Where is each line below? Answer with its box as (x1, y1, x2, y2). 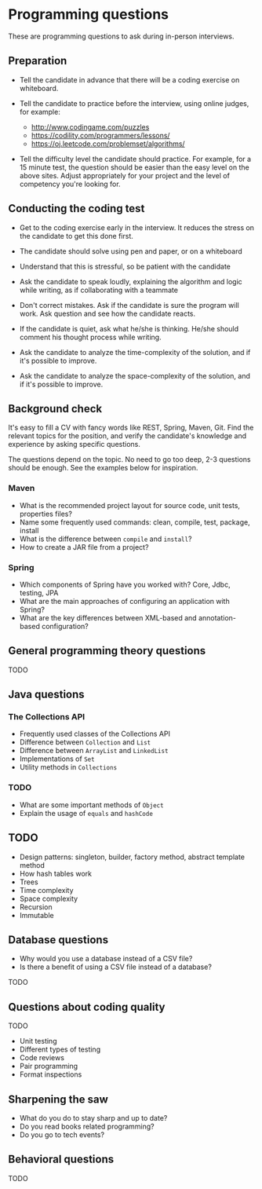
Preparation (8, 54, 67, 68)
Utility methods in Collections (19, 763, 118, 772)
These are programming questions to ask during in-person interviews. (8, 31, 235, 41)
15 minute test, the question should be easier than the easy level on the (19, 163, 249, 172)
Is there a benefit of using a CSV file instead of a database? (19, 962, 212, 971)
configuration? (42, 621, 89, 631)
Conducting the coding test (8, 202, 145, 215)
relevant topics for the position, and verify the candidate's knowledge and (8, 431, 247, 441)
